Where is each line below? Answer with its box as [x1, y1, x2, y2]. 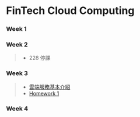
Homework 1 [29, 90, 60, 97]
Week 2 [6, 41, 28, 49]
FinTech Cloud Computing [6, 4, 135, 17]
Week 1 [6, 25, 27, 33]
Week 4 [6, 104, 29, 112]
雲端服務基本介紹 [29, 83, 71, 90]
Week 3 [6, 69, 28, 77]
